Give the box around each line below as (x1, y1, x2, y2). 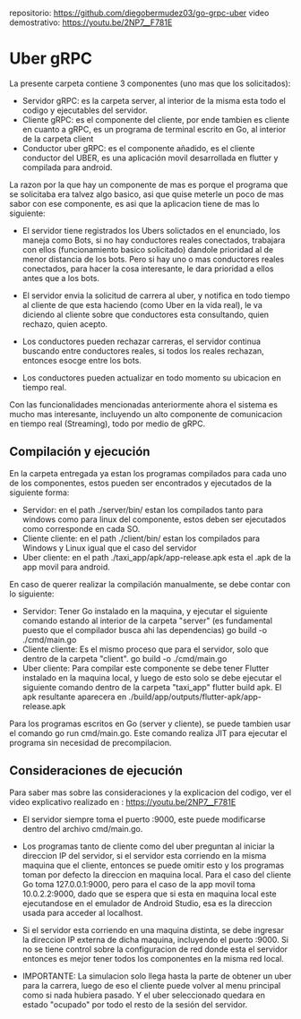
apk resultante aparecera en (21, 691, 127, 702)
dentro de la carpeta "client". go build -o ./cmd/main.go (21, 653, 228, 664)
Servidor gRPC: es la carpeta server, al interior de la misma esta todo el (21, 95, 287, 106)
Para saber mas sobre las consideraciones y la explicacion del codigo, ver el (9, 787, 292, 798)
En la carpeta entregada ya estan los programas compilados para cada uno (9, 467, 287, 478)
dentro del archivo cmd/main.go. (21, 823, 143, 834)
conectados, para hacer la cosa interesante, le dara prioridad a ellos (21, 263, 274, 274)
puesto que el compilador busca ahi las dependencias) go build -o (21, 624, 268, 635)
